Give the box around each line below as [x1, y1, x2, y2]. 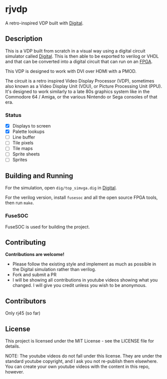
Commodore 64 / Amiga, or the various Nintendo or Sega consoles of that [5, 93, 157, 99]
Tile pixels [12, 140, 33, 146]
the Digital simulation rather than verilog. [12, 266, 96, 272]
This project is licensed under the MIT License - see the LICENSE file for [5, 338, 154, 344]
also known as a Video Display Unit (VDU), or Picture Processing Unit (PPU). [5, 83, 162, 89]
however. [5, 369, 24, 375]
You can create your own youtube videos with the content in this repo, [5, 363, 150, 369]
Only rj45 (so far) [5, 310, 41, 316]
